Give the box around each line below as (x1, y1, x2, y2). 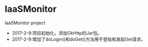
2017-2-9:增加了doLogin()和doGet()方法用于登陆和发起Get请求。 (11, 36, 145, 42)
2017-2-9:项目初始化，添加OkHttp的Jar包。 (11, 30, 102, 36)
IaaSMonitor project (4, 20, 45, 26)
